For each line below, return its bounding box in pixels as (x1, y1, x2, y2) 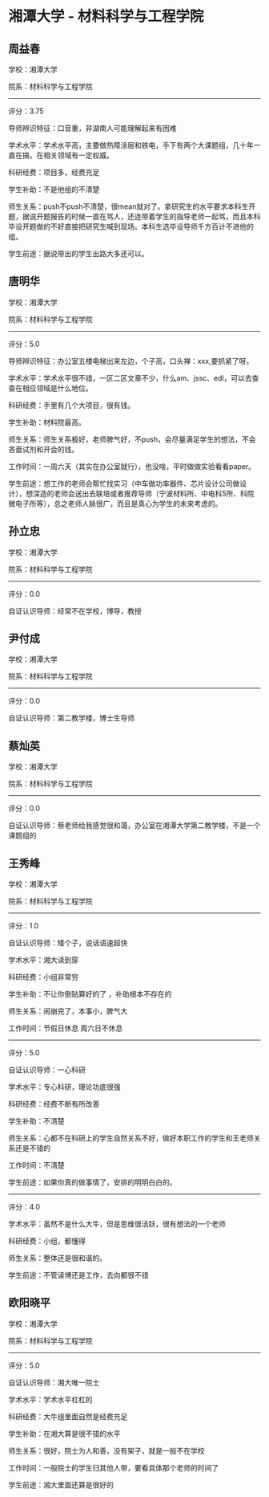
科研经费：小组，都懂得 (8, 1236, 86, 1246)
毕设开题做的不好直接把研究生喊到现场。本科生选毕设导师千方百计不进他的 (8, 222, 254, 231)
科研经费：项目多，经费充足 (8, 168, 100, 177)
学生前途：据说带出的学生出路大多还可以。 (8, 249, 149, 258)
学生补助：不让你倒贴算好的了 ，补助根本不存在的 (8, 989, 172, 999)
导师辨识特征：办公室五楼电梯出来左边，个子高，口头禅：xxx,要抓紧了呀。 (8, 356, 254, 365)
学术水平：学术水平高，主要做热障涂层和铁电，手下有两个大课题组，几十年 (8, 141, 254, 149)
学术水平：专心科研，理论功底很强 (8, 1082, 121, 1092)
